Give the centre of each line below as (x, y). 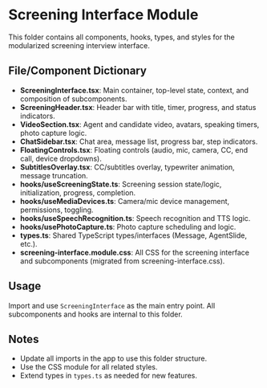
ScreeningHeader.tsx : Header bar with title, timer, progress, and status (138, 107)
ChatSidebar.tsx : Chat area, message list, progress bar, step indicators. (139, 141)
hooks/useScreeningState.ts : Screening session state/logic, (121, 184)
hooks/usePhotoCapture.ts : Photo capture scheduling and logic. (128, 227)
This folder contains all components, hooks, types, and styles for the (121, 37)
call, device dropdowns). (61, 158)
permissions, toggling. (57, 210)
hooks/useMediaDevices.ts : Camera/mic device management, (125, 201)
